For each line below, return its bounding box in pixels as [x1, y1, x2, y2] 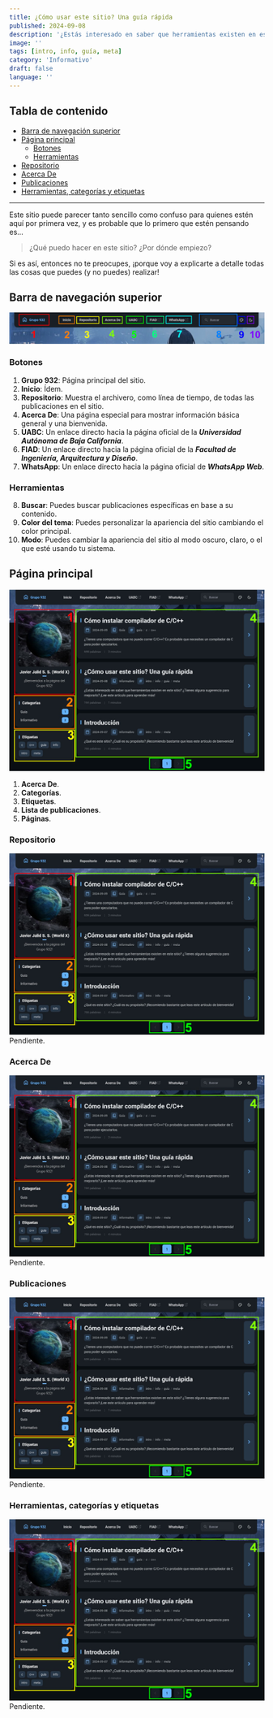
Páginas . [20, 813, 52, 823]
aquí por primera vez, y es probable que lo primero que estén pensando [9, 218, 250, 228]
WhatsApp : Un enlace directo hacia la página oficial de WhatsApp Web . [20, 462, 265, 471]
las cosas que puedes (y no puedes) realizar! [9, 267, 160, 276]
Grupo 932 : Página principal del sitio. [20, 375, 147, 385]
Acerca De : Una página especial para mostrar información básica [20, 410, 240, 419]
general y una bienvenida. [20, 419, 108, 428]
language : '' [9, 73, 53, 81]
